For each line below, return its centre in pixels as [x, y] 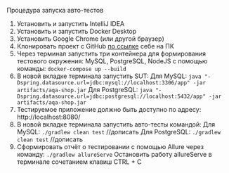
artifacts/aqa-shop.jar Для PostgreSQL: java [84, 90]
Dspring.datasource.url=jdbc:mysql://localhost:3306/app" [103, 83]
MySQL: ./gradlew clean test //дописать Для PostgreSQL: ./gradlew [119, 132]
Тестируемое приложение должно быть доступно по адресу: [109, 109]
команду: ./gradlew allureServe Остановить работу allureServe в [114, 154]
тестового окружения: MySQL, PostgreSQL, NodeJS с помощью [112, 61]
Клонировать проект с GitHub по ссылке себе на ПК [96, 46]
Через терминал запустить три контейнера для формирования [111, 53]
